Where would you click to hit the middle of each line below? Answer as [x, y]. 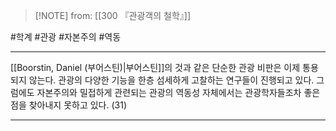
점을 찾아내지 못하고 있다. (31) [69, 105]
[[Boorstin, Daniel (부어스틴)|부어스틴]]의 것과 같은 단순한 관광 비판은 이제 [155, 67]
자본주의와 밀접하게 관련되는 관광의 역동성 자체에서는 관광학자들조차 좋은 [178, 92]
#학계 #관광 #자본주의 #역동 [66, 37]
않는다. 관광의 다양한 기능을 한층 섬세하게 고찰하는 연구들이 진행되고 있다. [171, 80]
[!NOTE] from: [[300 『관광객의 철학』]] [113, 15]
